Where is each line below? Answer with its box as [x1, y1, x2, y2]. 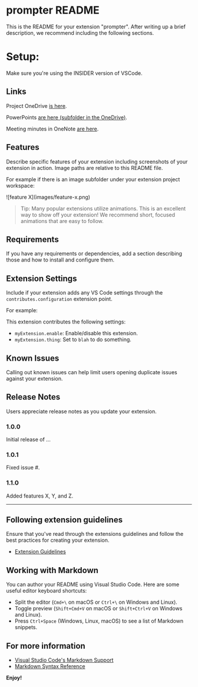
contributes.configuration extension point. [6, 296, 113, 303]
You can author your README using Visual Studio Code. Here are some [6, 581, 180, 588]
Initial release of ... [6, 436, 51, 443]
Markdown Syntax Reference [14, 663, 85, 670]
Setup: [6, 50, 39, 64]
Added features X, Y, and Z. [6, 492, 74, 499]
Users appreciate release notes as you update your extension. [6, 408, 157, 415]
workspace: [6, 182, 35, 189]
